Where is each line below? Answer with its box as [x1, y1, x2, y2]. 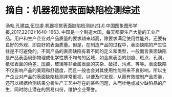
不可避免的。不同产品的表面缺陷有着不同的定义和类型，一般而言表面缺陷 [14, 48, 167, 54]
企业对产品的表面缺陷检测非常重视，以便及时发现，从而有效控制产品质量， [9, 74, 167, 80]
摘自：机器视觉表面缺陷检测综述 [5, 5, 140, 16]
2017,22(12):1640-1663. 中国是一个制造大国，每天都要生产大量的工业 [11, 29, 156, 35]
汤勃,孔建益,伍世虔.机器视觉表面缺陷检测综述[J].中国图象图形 [5, 22, 133, 29]
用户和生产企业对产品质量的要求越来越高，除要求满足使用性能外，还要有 [14, 35, 167, 41]
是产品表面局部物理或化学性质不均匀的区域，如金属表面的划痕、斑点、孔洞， [5, 54, 167, 60]
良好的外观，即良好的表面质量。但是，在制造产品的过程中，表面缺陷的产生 [5, 41, 162, 47]
